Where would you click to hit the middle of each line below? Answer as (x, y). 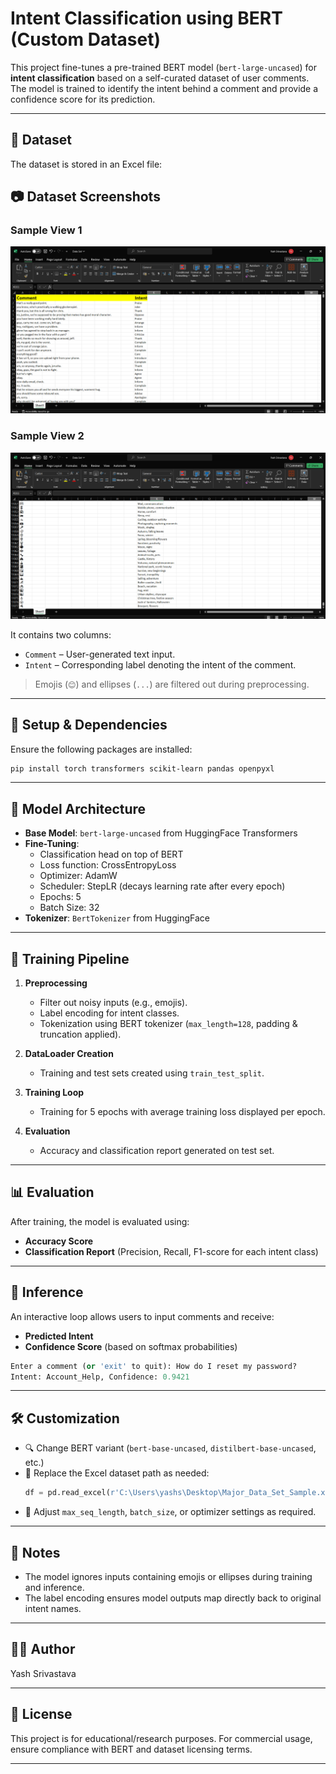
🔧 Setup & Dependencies (89, 725)
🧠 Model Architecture (78, 808)
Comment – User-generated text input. (100, 654)
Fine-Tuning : (52, 844)
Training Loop (54, 1093)
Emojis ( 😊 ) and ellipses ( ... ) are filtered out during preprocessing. (172, 684)
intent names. (53, 1608)
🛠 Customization (65, 1418)
